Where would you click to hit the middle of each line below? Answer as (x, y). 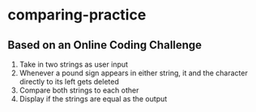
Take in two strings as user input (74, 64)
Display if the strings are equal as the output (93, 99)
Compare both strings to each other (79, 90)
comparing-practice (77, 15)
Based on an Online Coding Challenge (105, 45)
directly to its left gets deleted (69, 82)
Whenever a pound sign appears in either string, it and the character (133, 73)
